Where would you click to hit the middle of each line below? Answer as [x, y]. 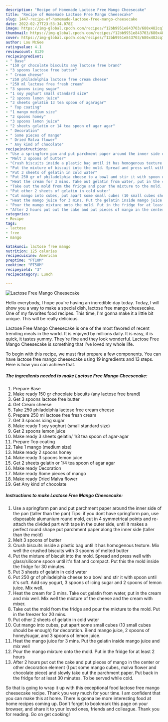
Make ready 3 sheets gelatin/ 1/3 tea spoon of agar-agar [71, 436]
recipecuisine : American [31, 256]
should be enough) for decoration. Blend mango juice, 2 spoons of [81, 630]
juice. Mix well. [28, 588]
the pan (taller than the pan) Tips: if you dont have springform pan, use [86, 513]
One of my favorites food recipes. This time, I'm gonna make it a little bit [80, 313]
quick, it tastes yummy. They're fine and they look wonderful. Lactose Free [82, 339]
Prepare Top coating [34, 441]
